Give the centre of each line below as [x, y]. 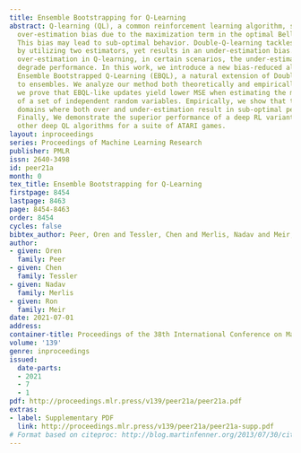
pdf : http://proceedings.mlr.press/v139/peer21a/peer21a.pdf [126, 401]
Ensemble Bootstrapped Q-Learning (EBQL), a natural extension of [144, 76]
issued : [24, 360]
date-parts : [40, 368]
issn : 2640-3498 [39, 159]
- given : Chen [36, 268]
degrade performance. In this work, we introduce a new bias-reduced [150, 68]
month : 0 [26, 176]
